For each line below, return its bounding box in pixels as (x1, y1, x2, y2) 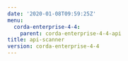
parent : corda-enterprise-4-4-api (20, 29, 122, 37)
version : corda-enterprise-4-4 (7, 43, 100, 50)
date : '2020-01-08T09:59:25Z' (7, 10, 97, 18)
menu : (7, 17, 23, 24)
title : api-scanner (7, 36, 65, 43)
